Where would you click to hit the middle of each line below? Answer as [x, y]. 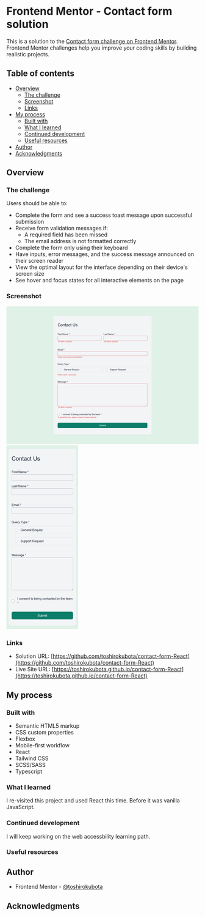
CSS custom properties [45, 732]
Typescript [29, 771]
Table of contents [40, 74]
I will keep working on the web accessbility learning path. [78, 836]
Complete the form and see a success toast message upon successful [104, 215]
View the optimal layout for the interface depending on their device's [101, 267]
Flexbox [25, 739]
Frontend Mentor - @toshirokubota [59, 887]
